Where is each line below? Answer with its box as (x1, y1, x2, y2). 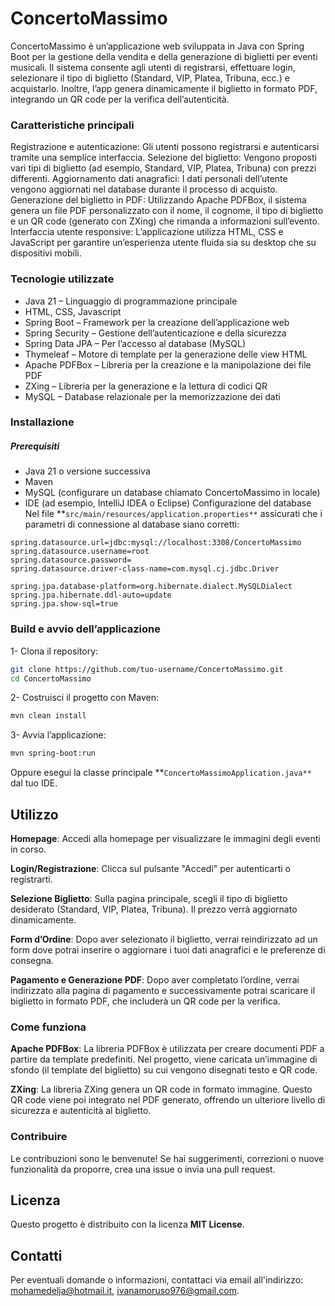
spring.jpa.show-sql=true (10, 599, 118, 609)
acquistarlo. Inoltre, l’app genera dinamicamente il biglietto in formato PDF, (10, 82, 318, 94)
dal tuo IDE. (10, 777, 58, 789)
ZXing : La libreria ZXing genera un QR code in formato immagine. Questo (10, 1083, 313, 1096)
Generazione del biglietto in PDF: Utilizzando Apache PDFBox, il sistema (10, 194, 307, 206)
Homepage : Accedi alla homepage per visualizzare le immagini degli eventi (10, 833, 321, 845)
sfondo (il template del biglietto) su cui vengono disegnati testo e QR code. (10, 1064, 318, 1076)
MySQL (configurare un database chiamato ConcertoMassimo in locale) (24, 487, 321, 499)
